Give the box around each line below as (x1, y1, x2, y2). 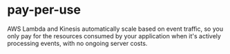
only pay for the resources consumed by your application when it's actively (7, 31, 221, 40)
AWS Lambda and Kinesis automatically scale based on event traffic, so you (7, 25, 223, 33)
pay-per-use (7, 2, 82, 18)
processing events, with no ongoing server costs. (7, 39, 148, 47)
